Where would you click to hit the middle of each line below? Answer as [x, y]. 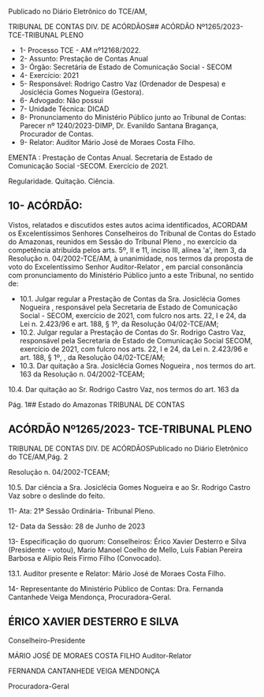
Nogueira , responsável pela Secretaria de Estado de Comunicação [128, 307]
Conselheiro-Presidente [47, 640]
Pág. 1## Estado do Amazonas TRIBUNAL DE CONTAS [97, 404]
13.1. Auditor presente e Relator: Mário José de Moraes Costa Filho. [117, 573]
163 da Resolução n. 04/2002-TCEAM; [82, 374]
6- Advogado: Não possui [61, 100]
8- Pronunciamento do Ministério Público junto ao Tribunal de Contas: [133, 117]
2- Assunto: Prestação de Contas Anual [84, 59]
